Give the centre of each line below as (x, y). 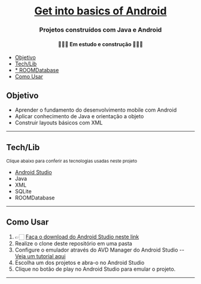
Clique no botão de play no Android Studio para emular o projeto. (95, 269)
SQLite (23, 191)
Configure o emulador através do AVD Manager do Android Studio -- (99, 250)
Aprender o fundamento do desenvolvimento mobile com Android (96, 110)
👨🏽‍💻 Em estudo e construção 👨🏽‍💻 (100, 44)
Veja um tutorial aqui (40, 256)
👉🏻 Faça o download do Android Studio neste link (77, 237)
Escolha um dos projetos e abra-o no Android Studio (80, 262)
